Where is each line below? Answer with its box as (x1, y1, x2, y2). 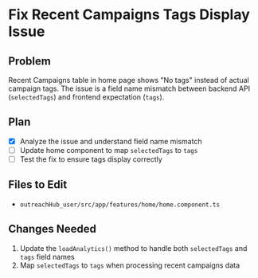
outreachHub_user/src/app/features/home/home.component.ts (19, 201, 221, 209)
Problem (8, 54, 52, 68)
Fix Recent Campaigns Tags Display (8, 6, 251, 24)
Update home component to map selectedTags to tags (19, 145, 198, 155)
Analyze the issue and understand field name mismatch (19, 136, 202, 146)
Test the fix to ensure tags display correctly (19, 154, 163, 164)
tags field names (19, 252, 75, 261)
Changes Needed (8, 222, 97, 236)
